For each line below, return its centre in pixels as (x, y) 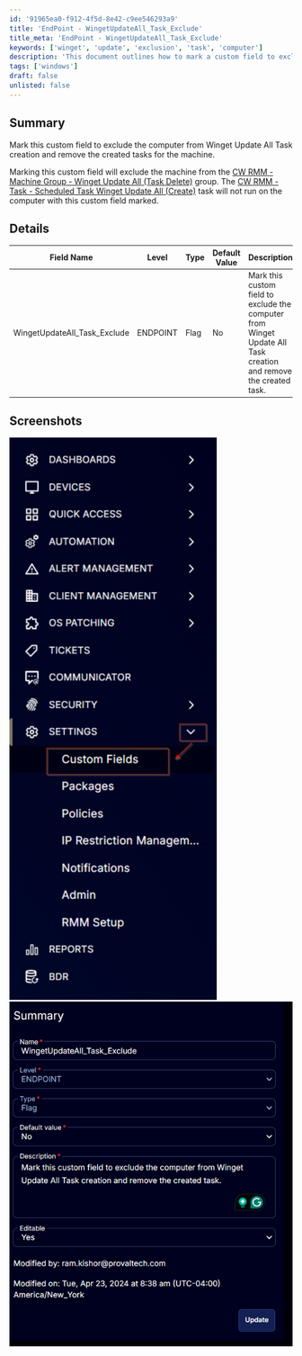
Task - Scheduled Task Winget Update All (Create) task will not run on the (146, 191)
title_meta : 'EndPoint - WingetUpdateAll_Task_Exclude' (116, 38)
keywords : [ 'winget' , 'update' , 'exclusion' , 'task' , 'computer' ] (136, 48)
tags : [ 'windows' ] (44, 67)
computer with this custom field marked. (84, 200)
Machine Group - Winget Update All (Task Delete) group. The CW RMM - (144, 181)
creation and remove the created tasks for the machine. (112, 154)
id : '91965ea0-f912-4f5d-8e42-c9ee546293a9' (94, 19)
